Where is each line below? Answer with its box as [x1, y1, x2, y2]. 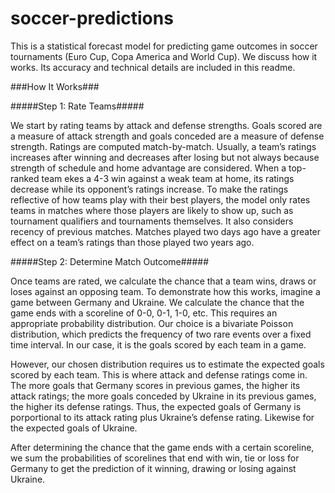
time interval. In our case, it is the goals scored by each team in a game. [10, 338, 307, 351]
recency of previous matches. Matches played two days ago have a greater [10, 225, 322, 237]
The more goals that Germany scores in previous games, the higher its [10, 379, 301, 391]
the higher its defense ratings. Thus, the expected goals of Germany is [10, 400, 302, 412]
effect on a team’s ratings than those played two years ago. [10, 236, 255, 248]
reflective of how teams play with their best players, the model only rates [10, 193, 311, 206]
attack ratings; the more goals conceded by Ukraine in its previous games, [10, 390, 317, 402]
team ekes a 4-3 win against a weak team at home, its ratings [41, 172, 295, 184]
